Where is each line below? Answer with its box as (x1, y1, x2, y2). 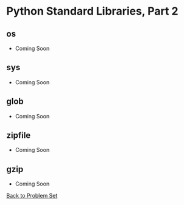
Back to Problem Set (6, 192, 58, 200)
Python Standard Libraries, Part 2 (6, 4, 179, 18)
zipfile (6, 130, 31, 141)
